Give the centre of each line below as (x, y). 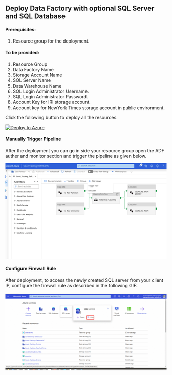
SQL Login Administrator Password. (50, 96)
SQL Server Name (32, 80)
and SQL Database (35, 17)
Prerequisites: (21, 29)
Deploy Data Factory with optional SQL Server (80, 8)
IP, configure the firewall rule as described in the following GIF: (72, 285)
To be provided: (23, 53)
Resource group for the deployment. (51, 41)
